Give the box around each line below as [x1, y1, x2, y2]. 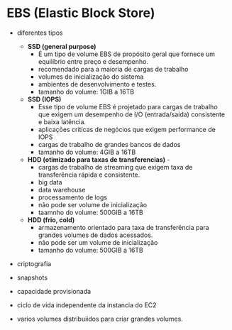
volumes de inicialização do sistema [38, 72, 144, 81]
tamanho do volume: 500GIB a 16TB [38, 246, 143, 254]
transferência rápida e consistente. [38, 170, 140, 179]
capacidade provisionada [16, 287, 92, 295]
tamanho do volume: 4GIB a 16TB [38, 148, 136, 156]
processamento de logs [38, 193, 108, 202]
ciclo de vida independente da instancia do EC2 [16, 300, 157, 309]
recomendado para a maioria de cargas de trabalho [38, 65, 189, 73]
